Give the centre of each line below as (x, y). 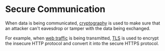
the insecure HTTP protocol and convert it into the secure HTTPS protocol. (82, 43)
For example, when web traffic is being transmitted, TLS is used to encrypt (82, 38)
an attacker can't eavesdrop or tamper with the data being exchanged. (78, 28)
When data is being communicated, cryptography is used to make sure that (83, 23)
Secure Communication (55, 9)
